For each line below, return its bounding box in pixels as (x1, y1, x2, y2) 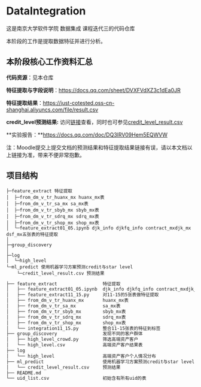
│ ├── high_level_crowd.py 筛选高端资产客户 (6, 337, 139, 343)
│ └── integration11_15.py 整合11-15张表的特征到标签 (6, 325, 161, 331)
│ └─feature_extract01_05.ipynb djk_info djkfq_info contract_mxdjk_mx (6, 225, 191, 231)
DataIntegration (6, 4, 86, 18)
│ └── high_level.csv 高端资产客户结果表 (6, 342, 143, 348)
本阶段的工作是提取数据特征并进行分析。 (6, 37, 106, 44)
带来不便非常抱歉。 (37, 151, 85, 158)
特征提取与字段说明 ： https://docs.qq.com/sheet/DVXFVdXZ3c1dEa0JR (6, 86, 181, 93)
